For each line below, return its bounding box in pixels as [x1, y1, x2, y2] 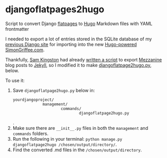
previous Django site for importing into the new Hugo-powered [5, 41, 137, 47]
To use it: [5, 77, 25, 83]
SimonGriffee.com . [5, 47, 45, 53]
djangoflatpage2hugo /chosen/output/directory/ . [12, 141, 117, 147]
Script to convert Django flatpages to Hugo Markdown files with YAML [5, 20, 153, 27]
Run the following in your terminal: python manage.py [12, 136, 122, 142]
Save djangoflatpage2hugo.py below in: [12, 87, 95, 93]
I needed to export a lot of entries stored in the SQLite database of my [5, 36, 152, 42]
